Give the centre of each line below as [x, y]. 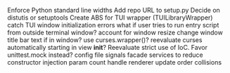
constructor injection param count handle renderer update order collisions [115, 62]
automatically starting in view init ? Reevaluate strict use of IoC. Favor [107, 47]
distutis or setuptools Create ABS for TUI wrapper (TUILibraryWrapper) [110, 18]
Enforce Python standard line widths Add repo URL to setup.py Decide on [114, 10]
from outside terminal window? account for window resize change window [115, 32]
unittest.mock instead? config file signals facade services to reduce [106, 55]
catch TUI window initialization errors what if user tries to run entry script [113, 25]
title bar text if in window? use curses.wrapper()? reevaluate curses [105, 40]
